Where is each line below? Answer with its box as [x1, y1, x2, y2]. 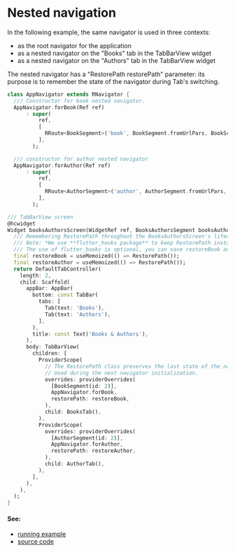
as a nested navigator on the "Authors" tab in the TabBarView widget [17, 56, 216, 64]
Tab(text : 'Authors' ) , [44, 311, 111, 318]
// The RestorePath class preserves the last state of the [44, 363, 220, 370]
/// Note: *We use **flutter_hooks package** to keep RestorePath [13, 240, 211, 247]
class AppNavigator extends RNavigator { [7, 91, 130, 98]
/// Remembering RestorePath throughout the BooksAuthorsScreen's [13, 233, 211, 240]
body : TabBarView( [25, 344, 80, 351]
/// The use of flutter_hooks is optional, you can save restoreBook [13, 246, 220, 253]
